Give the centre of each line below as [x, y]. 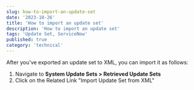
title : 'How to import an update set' [55, 23]
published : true [27, 40]
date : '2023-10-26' [31, 17]
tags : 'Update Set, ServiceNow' [47, 34]
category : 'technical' [35, 46]
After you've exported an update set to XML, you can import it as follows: [97, 62]
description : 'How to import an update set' [63, 28]
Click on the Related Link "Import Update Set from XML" [85, 80]
